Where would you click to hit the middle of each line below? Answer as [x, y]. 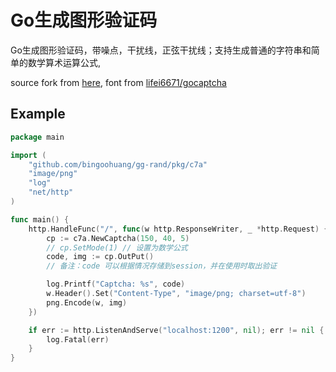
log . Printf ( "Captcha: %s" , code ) [116, 284]
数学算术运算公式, [64, 62]
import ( [28, 155]
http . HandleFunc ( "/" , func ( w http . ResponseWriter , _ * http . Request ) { [178, 229]
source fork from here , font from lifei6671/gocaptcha [118, 82]
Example [38, 114]
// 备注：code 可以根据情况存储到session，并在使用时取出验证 [162, 266]
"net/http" [51, 192]
